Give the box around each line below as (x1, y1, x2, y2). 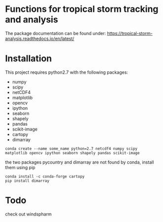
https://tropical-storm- (106, 30, 153, 36)
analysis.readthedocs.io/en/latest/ (5, 36, 75, 42)
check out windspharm (5, 211, 52, 217)
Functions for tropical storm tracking (5, 3, 159, 15)
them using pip (5, 164, 35, 170)
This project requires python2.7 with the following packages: (5, 69, 128, 75)
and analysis (5, 14, 58, 25)
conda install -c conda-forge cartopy (5, 174, 85, 179)
